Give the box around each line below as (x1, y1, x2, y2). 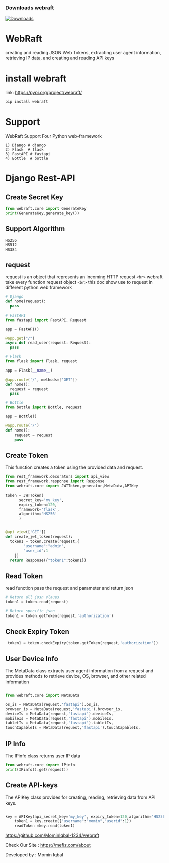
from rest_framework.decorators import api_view (5, 474, 109, 479)
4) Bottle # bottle (5, 156, 49, 161)
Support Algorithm (5, 225, 65, 233)
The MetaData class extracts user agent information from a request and (5, 668, 154, 674)
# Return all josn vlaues (5, 595, 59, 600)
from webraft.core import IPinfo (5, 763, 75, 768)
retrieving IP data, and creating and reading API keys (5, 55, 115, 61)
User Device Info (5, 654, 59, 663)
